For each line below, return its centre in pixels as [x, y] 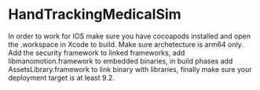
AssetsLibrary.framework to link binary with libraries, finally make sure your [130, 69]
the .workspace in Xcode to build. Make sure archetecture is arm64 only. [126, 44]
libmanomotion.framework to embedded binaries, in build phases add [121, 61]
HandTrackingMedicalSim [95, 14]
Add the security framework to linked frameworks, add [97, 52]
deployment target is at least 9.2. [62, 77]
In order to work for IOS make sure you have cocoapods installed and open [130, 36]
